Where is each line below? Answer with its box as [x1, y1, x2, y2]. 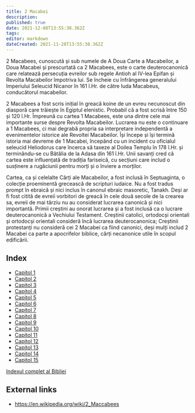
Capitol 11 [14, 331, 38, 338]
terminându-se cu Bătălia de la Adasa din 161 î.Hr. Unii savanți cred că [6, 150, 175, 157]
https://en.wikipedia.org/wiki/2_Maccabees [14, 400, 119, 407]
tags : [6, 31, 19, 36]
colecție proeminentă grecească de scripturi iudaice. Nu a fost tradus [6, 180, 174, 187]
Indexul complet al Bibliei [6, 368, 66, 375]
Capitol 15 [14, 356, 39, 363]
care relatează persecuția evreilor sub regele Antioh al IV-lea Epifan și [6, 70, 175, 77]
